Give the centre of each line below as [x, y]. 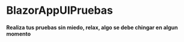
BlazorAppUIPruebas [60, 10]
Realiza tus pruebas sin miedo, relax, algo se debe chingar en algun [92, 27]
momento [19, 34]
